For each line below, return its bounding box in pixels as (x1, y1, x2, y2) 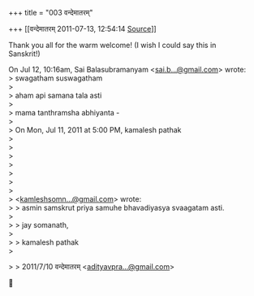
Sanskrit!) (8, 49, 41, 59)
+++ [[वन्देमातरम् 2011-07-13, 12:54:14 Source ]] (8, 24, 157, 33)
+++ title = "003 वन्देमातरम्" (8, 8, 93, 17)
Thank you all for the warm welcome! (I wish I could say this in (8, 41, 217, 50)
